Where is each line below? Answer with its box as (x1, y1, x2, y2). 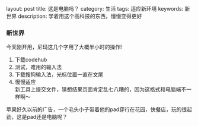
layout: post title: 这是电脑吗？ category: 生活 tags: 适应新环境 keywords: (6, 5, 184, 12)
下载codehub (14, 56, 47, 64)
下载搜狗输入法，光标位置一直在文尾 (14, 71, 104, 78)
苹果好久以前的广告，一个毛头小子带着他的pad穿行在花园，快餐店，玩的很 (6, 106, 187, 113)
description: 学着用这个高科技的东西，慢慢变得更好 (17, 12, 142, 20)
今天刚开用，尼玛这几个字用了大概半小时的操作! (6, 43, 123, 51)
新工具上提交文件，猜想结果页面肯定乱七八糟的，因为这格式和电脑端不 (14, 86, 187, 93)
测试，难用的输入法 (14, 64, 62, 71)
